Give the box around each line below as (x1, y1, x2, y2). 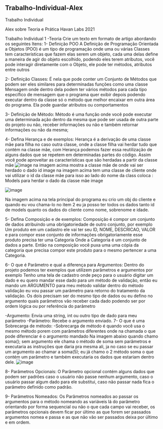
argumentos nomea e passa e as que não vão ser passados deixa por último (5, 414, 158, 420)
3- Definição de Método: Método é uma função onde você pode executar (5, 111, 152, 117)
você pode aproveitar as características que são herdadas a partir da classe (5, 157, 158, 162)
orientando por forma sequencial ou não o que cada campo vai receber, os (5, 404, 155, 410)
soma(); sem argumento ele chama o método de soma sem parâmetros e (5, 338, 151, 344)
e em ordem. (5, 419, 31, 425)
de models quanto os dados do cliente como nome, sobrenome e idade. (5, 207, 149, 213)
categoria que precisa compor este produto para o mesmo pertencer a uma (5, 247, 157, 253)
